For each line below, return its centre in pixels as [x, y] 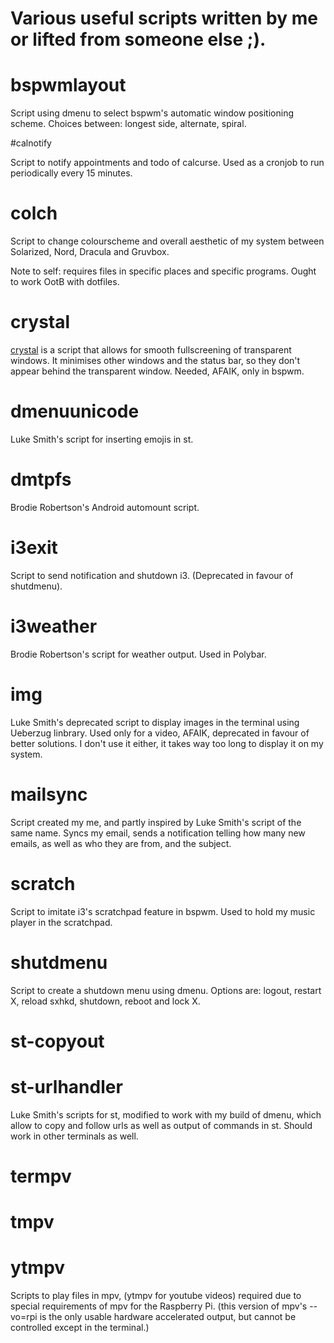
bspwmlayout [68, 85]
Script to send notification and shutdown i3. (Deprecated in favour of [152, 575]
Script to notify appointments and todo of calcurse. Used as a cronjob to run [167, 163]
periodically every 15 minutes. [71, 173]
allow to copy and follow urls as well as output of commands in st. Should [161, 1125]
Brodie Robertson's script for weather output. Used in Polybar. [138, 654]
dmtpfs [41, 479]
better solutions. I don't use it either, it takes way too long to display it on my [167, 743]
